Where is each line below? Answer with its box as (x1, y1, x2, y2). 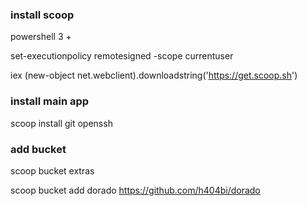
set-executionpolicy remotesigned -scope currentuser (10, 50, 234, 62)
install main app (10, 94, 90, 108)
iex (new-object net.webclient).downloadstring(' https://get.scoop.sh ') (10, 69, 298, 82)
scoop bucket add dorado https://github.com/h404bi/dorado (10, 184, 261, 196)
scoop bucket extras (10, 164, 95, 177)
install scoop (10, 8, 75, 22)
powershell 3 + (10, 31, 72, 43)
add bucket (10, 142, 67, 156)
